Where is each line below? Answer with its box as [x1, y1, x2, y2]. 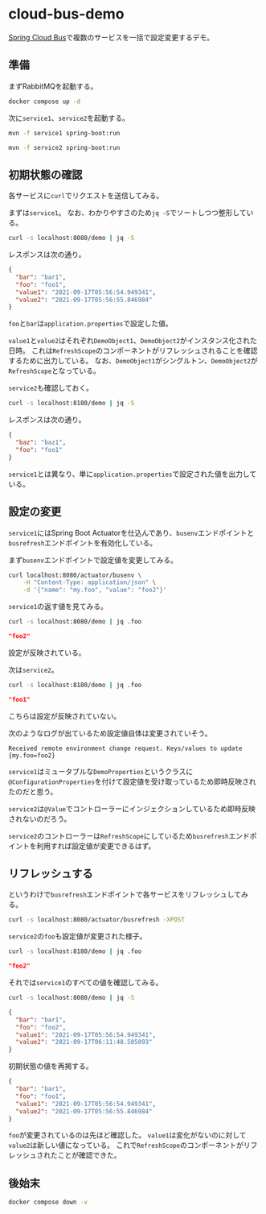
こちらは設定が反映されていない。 [8, 711, 121, 721]
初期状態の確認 [8, 168, 83, 181]
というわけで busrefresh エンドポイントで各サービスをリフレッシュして [8, 889, 242, 899]
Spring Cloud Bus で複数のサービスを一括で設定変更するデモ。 [8, 32, 215, 42]
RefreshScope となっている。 [8, 366, 100, 375]
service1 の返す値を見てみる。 [8, 602, 108, 611]
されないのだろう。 [8, 814, 72, 823]
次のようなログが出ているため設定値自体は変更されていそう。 [8, 728, 212, 738]
